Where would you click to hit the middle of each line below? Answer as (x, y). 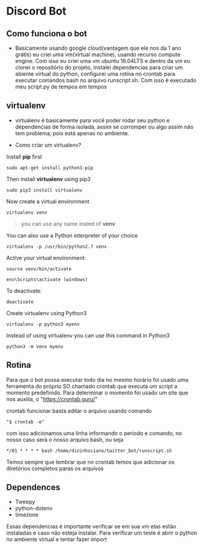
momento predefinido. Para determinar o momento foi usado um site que (97, 393)
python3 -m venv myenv (35, 347)
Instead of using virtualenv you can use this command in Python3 (88, 335)
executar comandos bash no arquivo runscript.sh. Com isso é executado (106, 80)
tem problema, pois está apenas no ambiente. (72, 133)
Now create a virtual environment (48, 201)
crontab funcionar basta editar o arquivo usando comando (79, 411)
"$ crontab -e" (25, 422)
